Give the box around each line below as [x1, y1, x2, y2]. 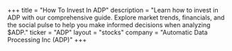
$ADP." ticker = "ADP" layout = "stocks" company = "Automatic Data [7, 28, 208, 36]
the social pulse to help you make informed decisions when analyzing [7, 21, 211, 29]
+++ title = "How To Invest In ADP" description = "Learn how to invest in [7, 6, 219, 14]
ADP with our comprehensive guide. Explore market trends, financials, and [7, 13, 225, 22]
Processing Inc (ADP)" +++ [7, 36, 87, 44]
